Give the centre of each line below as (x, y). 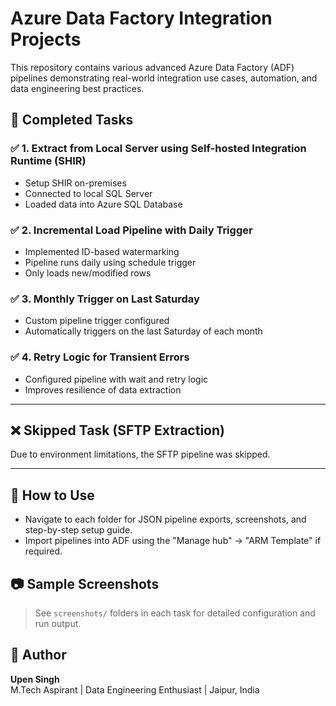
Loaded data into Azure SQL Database (103, 204)
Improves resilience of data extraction (103, 389)
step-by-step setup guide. (78, 530)
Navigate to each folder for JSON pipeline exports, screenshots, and (165, 519)
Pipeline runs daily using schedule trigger (110, 262)
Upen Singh (35, 679)
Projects (46, 39)
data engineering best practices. (77, 88)
